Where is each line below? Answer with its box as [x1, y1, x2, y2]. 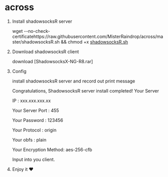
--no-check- [24, 28, 50, 34]
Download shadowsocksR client [12, 49, 79, 55]
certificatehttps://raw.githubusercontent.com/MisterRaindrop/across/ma [12, 33, 163, 39]
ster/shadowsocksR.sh [12, 38, 60, 45]
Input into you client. [12, 156, 55, 162]
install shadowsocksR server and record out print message [12, 78, 136, 84]
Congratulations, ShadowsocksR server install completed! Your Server [12, 87, 159, 94]
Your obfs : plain [12, 137, 47, 143]
